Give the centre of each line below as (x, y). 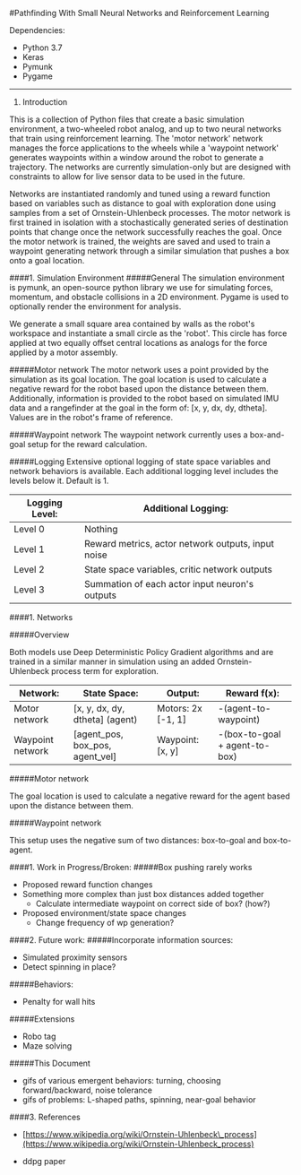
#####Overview (39, 635)
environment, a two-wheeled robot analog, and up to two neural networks (146, 129)
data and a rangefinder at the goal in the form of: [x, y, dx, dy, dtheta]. (138, 408)
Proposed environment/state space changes (104, 913)
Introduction (45, 102)
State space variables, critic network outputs (178, 570)
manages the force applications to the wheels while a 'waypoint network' (144, 148)
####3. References (45, 1117)
